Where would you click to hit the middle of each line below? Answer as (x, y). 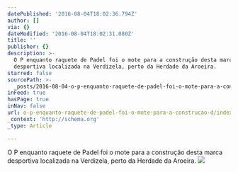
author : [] (23, 21)
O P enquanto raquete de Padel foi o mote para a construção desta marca (115, 152)
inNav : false (27, 106)
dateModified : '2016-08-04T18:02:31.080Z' (71, 34)
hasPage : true (28, 100)
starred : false (30, 73)
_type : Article (30, 126)
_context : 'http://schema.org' (53, 119)
